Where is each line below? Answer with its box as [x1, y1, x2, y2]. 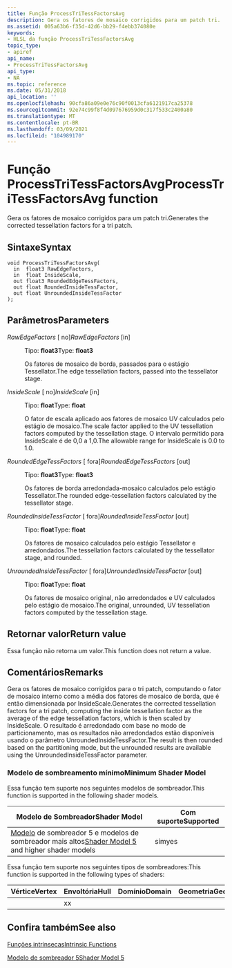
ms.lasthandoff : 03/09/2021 [7, 126, 88, 133]
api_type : [7, 68, 36, 75]
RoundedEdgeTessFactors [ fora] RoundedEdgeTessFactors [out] [7, 457, 191, 465]
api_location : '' [7, 94, 57, 101]
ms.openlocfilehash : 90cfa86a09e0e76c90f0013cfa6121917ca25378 [7, 100, 193, 107]
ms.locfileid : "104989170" [7, 132, 85, 139]
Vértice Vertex [10, 887, 57, 896]
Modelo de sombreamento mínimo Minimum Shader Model [7, 768, 206, 777]
